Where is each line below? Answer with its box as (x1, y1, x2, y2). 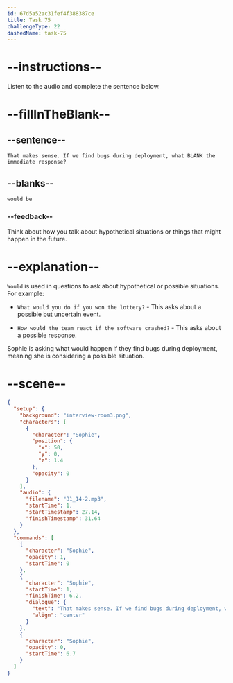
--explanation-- (7, 259, 100, 275)
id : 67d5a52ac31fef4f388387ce (7, 10, 95, 17)
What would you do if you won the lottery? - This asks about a (17, 303, 202, 311)
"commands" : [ (13, 535, 54, 542)
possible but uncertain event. (17, 310, 101, 319)
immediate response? (7, 159, 67, 166)
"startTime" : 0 (25, 560, 70, 567)
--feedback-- (7, 211, 53, 221)
